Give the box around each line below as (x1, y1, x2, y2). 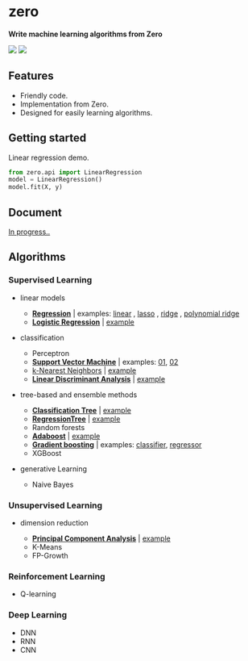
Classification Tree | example (31, 405, 131, 415)
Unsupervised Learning (8, 500, 103, 511)
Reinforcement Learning (8, 571, 106, 582)
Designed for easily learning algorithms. (19, 107, 153, 117)
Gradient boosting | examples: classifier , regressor (31, 439, 202, 450)
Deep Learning (8, 609, 68, 621)
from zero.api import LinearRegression (8, 168, 143, 176)
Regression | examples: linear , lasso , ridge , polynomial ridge (31, 308, 240, 318)
